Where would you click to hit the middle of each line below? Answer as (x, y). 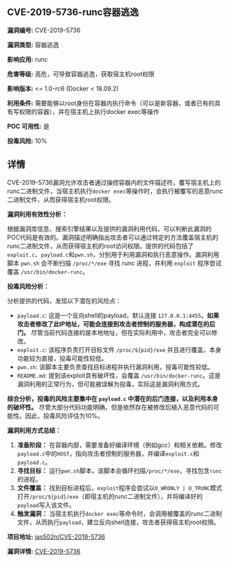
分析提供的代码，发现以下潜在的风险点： (64, 301)
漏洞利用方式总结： (34, 430)
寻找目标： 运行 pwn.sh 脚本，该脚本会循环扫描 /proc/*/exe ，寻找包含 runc (119, 470)
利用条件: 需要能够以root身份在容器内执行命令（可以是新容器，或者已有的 (111, 103)
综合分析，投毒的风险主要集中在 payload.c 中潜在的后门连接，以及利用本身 (113, 398)
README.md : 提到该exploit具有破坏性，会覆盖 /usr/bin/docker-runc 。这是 (119, 375)
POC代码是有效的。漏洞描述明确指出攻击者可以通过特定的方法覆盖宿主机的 (113, 237)
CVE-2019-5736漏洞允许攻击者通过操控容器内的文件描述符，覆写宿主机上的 (114, 182)
